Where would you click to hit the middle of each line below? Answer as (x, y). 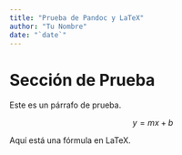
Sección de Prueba (82, 80)
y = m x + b (153, 123)
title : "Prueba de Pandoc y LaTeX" (77, 18)
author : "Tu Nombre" (49, 26)
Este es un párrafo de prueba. (66, 105)
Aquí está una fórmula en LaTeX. (71, 140)
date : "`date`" (38, 35)
